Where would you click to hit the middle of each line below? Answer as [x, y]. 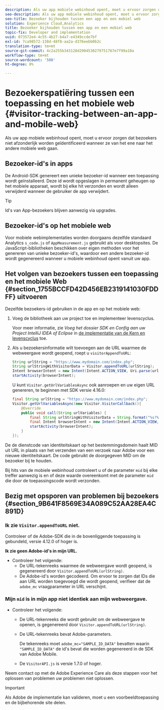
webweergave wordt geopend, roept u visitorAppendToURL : [72, 353]
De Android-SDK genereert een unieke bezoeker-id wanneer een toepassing [82, 175]
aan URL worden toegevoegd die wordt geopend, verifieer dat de [85, 581]
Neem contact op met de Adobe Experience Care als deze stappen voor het [81, 673]
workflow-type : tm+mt [27, 55]
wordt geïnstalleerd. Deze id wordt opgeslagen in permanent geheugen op [80, 181]
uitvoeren [32, 297]
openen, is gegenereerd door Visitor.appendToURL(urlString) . [83, 625]
